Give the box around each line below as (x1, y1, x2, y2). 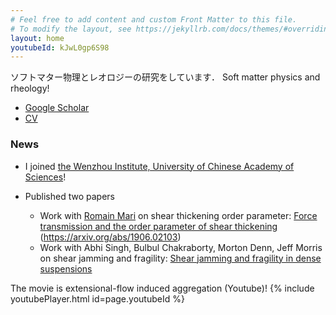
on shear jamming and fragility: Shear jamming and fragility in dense (39, 252, 322, 264)
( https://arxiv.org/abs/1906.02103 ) (39, 231, 182, 243)
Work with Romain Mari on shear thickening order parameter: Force (39, 209, 318, 221)
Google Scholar (24, 102, 90, 114)
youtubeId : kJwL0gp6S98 (10, 42, 110, 53)
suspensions (39, 262, 93, 275)
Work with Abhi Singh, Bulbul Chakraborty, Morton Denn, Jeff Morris (39, 241, 323, 253)
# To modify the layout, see (10, 24, 132, 34)
